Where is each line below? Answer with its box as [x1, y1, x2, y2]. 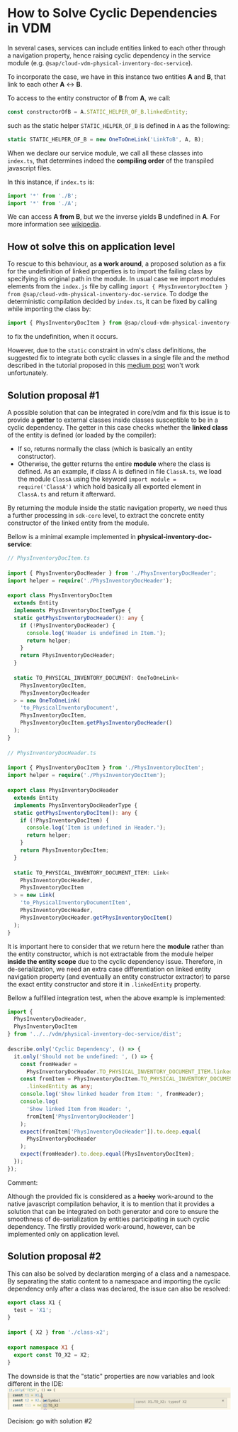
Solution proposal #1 [7, 389, 100, 401]
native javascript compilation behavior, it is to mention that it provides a [7, 1199, 215, 1208]
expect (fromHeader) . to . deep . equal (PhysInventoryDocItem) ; [20, 1151, 195, 1158]
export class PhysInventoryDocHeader [7, 787, 119, 794]
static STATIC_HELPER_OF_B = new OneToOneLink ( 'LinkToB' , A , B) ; [7, 136, 204, 143]
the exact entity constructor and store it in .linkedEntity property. [7, 980, 202, 988]
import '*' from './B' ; [7, 192, 78, 200]
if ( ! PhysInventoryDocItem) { [20, 817, 110, 824]
